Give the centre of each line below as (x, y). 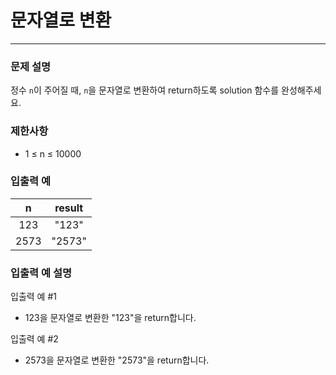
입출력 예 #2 (34, 339)
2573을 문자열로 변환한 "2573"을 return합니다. (117, 360)
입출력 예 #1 (33, 297)
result (69, 208)
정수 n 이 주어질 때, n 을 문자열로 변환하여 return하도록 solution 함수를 (145, 90)
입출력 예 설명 (41, 273)
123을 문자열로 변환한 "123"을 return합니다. (110, 318)
